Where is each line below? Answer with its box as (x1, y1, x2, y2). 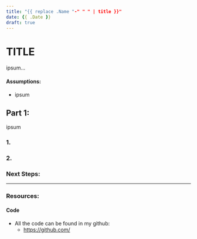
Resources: (6, 192, 39, 200)
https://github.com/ (23, 226, 70, 233)
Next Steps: (6, 170, 40, 178)
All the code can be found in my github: (14, 220, 110, 227)
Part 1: (6, 108, 30, 118)
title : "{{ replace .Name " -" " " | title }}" (6, 8, 122, 15)
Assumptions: (6, 78, 42, 85)
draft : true (6, 19, 35, 25)
